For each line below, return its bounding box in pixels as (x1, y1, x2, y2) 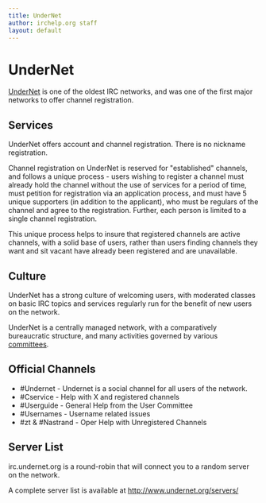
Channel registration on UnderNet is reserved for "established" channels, (8, 164, 248, 173)
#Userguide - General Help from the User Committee (19, 400, 193, 410)
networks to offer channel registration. (8, 95, 134, 105)
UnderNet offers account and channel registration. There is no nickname (8, 140, 246, 149)
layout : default (8, 26, 62, 34)
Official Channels (8, 362, 96, 376)
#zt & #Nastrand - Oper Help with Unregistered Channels (19, 417, 207, 427)
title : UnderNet (8, 11, 62, 20)
